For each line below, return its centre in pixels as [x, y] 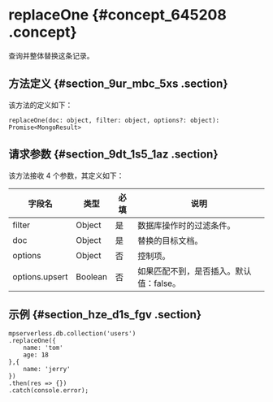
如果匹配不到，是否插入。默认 [195, 271]
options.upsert [40, 276]
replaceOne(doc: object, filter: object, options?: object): [114, 120]
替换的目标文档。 [170, 240]
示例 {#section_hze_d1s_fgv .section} [105, 314]
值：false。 [159, 283]
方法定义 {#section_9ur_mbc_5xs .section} [119, 84]
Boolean [92, 276]
